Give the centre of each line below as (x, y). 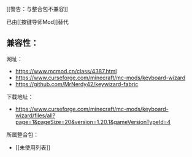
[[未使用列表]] (33, 147)
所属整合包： (22, 134)
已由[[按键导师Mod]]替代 (38, 22)
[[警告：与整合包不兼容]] (37, 9)
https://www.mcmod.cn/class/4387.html (66, 71)
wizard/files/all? (35, 115)
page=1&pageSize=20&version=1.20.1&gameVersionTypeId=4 (93, 122)
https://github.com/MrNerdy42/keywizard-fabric (77, 84)
